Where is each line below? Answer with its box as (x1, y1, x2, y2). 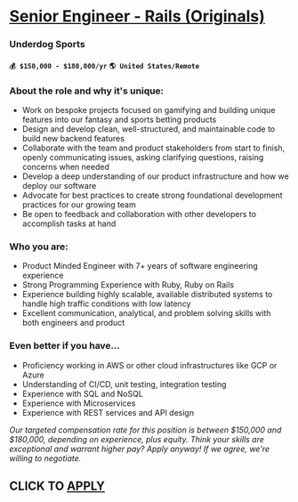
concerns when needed (21, 162, 109, 172)
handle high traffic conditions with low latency (21, 298, 191, 309)
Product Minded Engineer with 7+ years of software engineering (21, 261, 258, 271)
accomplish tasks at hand (21, 218, 117, 229)
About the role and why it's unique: (9, 85, 165, 97)
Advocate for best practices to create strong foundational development (21, 190, 283, 200)
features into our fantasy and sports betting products (21, 114, 217, 125)
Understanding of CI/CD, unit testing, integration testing (21, 378, 227, 389)
